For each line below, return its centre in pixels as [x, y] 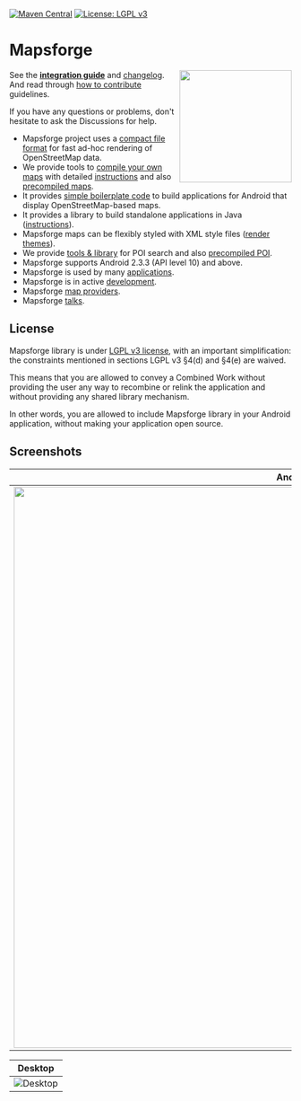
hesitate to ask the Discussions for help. [83, 120]
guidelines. [30, 93]
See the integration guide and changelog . [87, 75]
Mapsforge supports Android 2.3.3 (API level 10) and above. [133, 262]
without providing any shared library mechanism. [99, 396]
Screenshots [46, 452]
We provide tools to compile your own [92, 167]
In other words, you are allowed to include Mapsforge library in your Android [150, 414]
